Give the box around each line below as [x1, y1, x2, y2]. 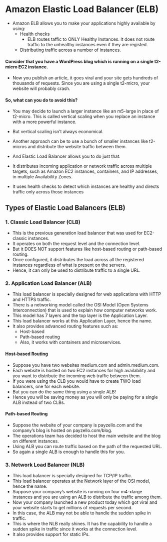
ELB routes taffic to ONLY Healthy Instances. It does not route [27, 36, 155, 42]
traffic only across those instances [12, 189, 84, 195]
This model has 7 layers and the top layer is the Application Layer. [12, 312, 148, 318]
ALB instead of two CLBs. [12, 399, 65, 405]
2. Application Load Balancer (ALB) [5, 280, 92, 287]
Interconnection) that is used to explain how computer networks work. [12, 307, 157, 313]
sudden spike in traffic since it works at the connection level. [12, 526, 137, 532]
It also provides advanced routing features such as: [12, 323, 118, 330]
